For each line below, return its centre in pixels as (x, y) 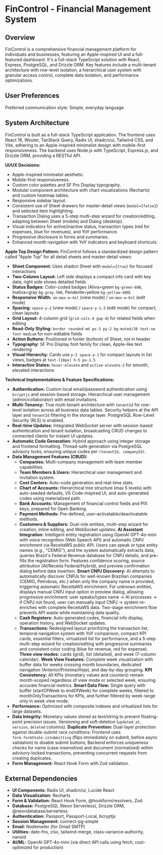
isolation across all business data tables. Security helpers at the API (91, 410)
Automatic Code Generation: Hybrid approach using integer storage (81, 441)
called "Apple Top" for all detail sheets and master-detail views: (69, 257)
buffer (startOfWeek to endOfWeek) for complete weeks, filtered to (87, 690)
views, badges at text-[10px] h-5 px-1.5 (54, 360)
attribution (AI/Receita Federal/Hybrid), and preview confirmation (84, 565)
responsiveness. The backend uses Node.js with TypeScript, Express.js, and (81, 150)
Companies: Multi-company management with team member (81, 462)
